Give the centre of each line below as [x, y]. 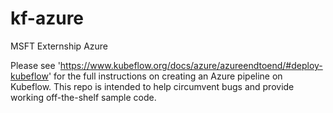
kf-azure [47, 18]
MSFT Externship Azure [59, 46]
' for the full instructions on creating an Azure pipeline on [165, 76]
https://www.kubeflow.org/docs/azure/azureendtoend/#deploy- [191, 65]
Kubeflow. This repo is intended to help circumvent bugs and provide [152, 86]
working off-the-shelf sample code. [83, 97]
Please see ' [35, 65]
